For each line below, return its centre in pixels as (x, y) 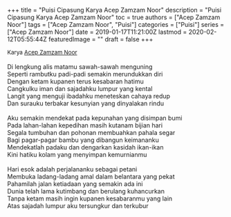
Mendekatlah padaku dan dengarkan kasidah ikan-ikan (85, 147)
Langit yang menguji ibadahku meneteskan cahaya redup (89, 96)
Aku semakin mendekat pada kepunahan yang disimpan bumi (95, 118)
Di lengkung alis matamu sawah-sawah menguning (80, 67)
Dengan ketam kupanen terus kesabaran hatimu (75, 81)
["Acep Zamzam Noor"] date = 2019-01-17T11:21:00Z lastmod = (97, 32)
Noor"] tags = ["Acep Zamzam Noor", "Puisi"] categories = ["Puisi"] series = (116, 24)
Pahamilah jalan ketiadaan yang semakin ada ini (75, 184)
